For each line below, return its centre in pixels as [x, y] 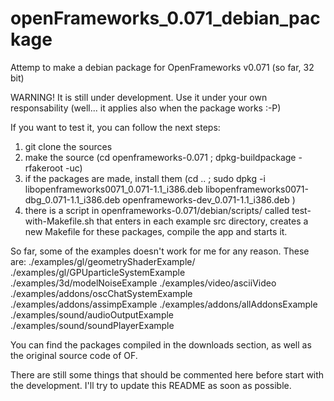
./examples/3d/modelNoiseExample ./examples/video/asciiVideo [143, 283]
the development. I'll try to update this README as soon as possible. [151, 385]
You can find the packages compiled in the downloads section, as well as [161, 344]
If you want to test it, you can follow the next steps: [115, 127]
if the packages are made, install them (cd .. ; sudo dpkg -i [145, 178]
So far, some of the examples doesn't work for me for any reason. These [160, 251]
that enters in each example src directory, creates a [202, 221]
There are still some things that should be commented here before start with [167, 374]
